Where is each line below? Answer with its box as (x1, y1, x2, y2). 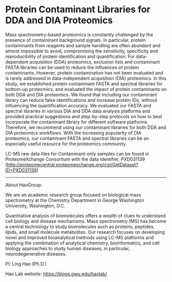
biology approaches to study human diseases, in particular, (5, 245, 131, 251)
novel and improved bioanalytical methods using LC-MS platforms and (5, 234, 154, 240)
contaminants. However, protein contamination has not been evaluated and (5, 69, 164, 76)
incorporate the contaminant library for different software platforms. (5, 119, 148, 125)
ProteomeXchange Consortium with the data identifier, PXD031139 (5, 156, 145, 162)
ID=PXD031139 (5, 167, 37, 173)
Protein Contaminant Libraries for (5, 4, 151, 15)
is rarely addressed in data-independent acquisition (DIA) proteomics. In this (5, 75, 166, 81)
